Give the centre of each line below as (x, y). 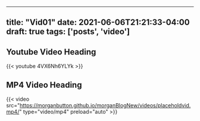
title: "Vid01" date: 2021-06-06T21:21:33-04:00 (98, 22)
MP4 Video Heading (44, 85)
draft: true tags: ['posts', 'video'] (68, 32)
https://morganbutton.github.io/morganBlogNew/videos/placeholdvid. (105, 106)
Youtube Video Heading (51, 52)
